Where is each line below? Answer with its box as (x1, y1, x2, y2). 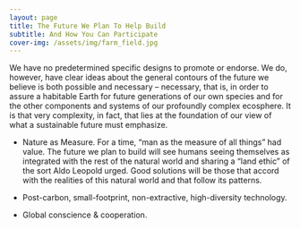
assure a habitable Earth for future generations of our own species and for (9, 91, 284, 102)
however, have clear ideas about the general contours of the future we (9, 72, 270, 83)
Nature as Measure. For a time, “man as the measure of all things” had (21, 137, 282, 148)
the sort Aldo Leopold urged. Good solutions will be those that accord (21, 165, 279, 176)
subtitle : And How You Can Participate (9, 30, 159, 38)
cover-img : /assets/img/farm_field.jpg (9, 38, 159, 47)
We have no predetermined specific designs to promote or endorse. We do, (9, 63, 288, 73)
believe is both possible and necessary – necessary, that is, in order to (9, 81, 269, 92)
